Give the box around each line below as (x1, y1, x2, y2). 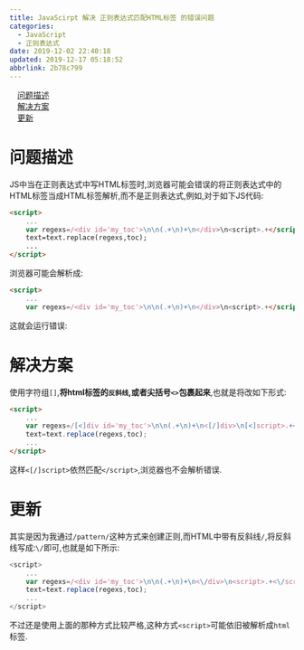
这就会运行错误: (9, 320, 68, 331)
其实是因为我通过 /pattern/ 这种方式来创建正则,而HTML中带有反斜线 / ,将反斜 (9, 531, 291, 542)
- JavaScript (17, 30, 67, 39)
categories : (9, 22, 54, 31)
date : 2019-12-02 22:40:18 (9, 47, 111, 56)
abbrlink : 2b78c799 (9, 64, 83, 73)
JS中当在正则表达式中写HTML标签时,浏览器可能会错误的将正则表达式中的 (9, 178, 282, 190)
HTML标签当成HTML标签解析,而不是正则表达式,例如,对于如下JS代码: (9, 190, 264, 201)
